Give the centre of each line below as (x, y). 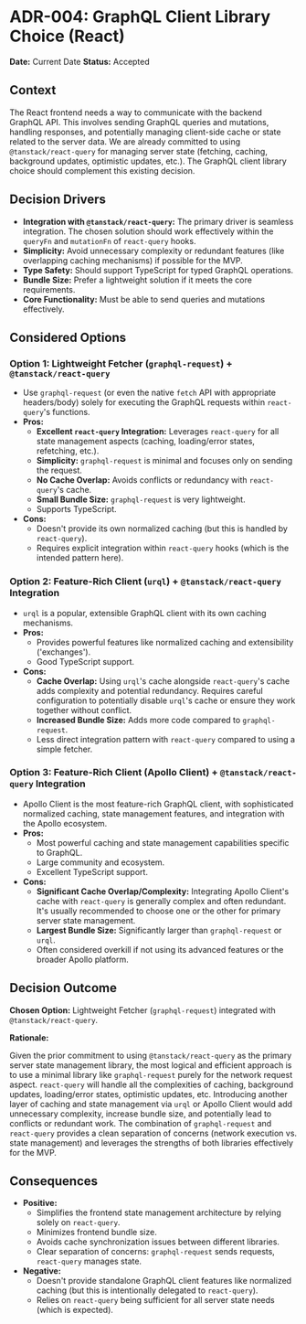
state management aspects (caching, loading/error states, (146, 442)
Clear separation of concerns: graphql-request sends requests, (156, 1252)
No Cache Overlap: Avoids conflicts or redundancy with (142, 480)
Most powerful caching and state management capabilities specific (163, 842)
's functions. (67, 412)
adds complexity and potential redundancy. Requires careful (149, 690)
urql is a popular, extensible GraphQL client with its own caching (144, 613)
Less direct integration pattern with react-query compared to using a (165, 739)
